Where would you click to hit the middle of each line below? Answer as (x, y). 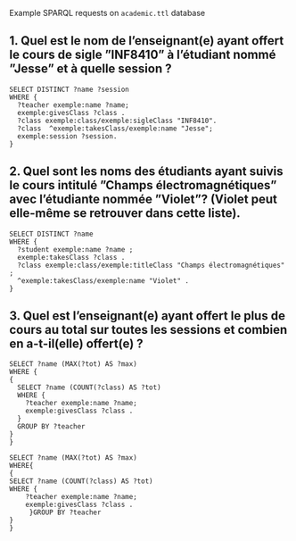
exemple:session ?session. (67, 136)
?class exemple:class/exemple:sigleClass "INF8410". (117, 121)
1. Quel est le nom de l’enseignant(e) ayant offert (147, 41)
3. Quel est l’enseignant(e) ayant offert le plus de (147, 316)
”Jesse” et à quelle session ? (90, 69)
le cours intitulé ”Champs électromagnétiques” (143, 185)
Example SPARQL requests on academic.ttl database (107, 13)
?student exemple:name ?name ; (75, 249)
